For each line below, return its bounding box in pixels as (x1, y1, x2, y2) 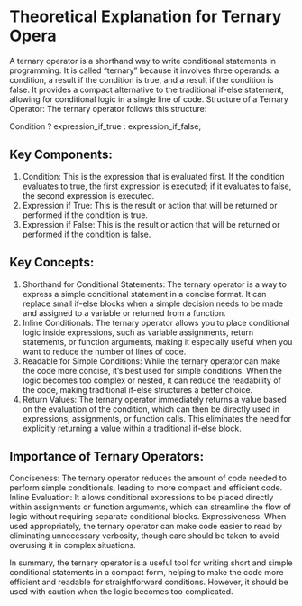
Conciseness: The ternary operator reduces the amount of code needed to (9, 472, 287, 484)
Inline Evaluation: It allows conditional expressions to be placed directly (9, 492, 274, 503)
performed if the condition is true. (22, 210, 149, 220)
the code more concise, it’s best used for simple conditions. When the (22, 365, 282, 376)
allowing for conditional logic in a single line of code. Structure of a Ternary (9, 93, 288, 105)
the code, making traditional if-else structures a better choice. (22, 384, 253, 395)
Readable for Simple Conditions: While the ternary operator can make (22, 355, 281, 367)
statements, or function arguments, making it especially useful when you (22, 336, 293, 347)
